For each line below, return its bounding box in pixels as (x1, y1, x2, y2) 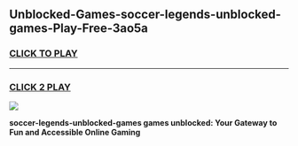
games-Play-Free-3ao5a (9, 21, 149, 36)
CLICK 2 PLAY (9, 81, 71, 93)
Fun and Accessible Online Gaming (9, 127, 141, 137)
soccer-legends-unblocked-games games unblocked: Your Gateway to (9, 117, 278, 127)
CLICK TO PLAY (9, 48, 78, 60)
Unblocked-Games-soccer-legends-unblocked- (9, 7, 282, 22)
